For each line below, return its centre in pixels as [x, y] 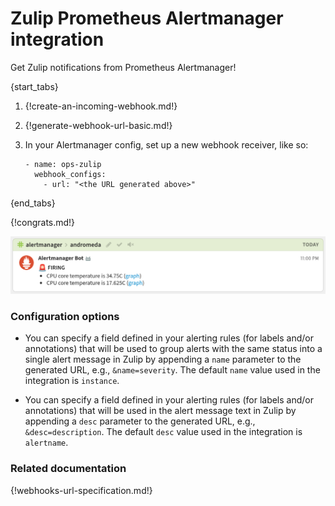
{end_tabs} [33, 203]
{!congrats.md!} [43, 222]
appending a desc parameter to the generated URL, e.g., [140, 421]
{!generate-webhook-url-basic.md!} [98, 125]
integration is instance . [72, 381]
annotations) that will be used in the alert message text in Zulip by [160, 411]
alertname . [46, 443]
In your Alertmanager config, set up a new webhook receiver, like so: [166, 144]
